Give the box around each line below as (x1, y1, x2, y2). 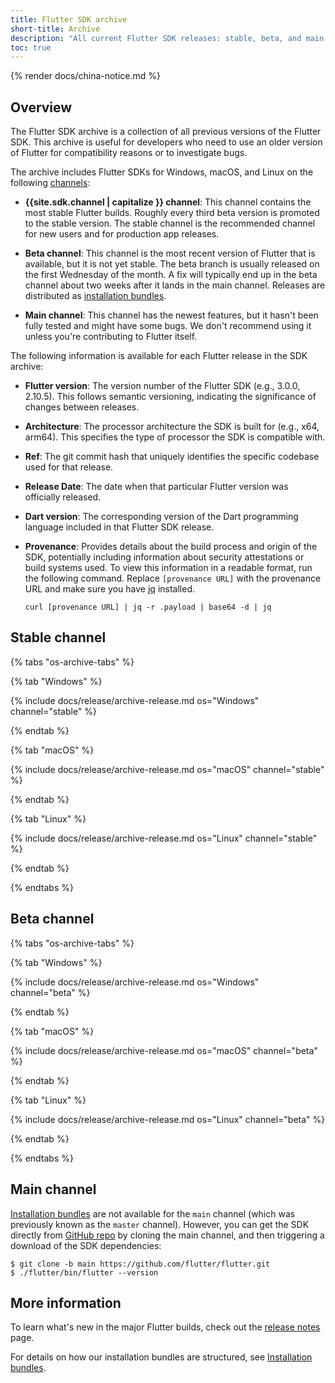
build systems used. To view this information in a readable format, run (24, 562, 313, 574)
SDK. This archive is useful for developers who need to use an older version (10, 136, 323, 148)
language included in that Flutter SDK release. (24, 521, 215, 533)
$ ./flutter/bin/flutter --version (10, 1267, 159, 1278)
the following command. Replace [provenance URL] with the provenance (24, 572, 322, 585)
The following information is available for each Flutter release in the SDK (10, 350, 308, 362)
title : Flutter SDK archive (10, 14, 128, 25)
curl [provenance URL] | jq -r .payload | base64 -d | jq (24, 602, 272, 613)
